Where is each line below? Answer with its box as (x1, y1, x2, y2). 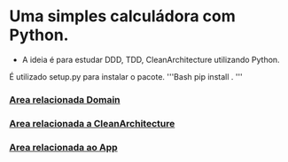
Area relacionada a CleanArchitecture (9, 117, 175, 129)
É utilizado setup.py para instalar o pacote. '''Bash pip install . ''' (9, 71, 244, 81)
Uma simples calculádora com (9, 6, 237, 27)
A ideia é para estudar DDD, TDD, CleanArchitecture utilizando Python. (21, 54, 281, 65)
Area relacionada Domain (9, 93, 121, 105)
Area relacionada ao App (9, 141, 118, 153)
